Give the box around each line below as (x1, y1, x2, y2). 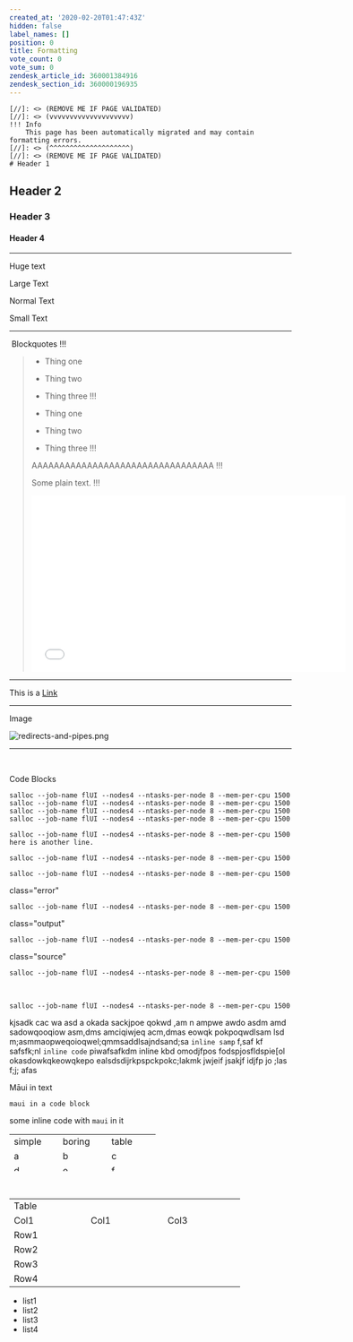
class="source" (9, 951, 67, 962)
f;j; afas (9, 1065, 38, 1076)
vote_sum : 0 (9, 64, 54, 73)
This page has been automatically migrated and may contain (25, 127, 254, 137)
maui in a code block (9, 1099, 90, 1109)
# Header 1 (9, 159, 50, 168)
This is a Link (9, 687, 58, 699)
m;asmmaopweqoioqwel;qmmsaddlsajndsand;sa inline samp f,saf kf (9, 1037, 263, 1047)
